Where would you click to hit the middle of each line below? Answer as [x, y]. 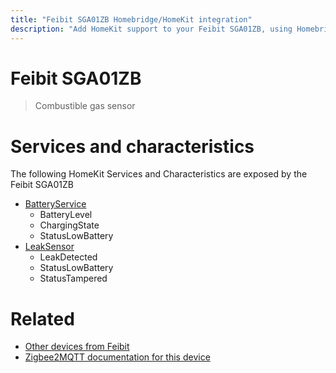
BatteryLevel [66, 215]
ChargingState [69, 225]
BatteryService [55, 204]
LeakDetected [68, 257]
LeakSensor [49, 247]
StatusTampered [73, 278]
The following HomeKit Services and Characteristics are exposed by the [159, 174]
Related [42, 318]
